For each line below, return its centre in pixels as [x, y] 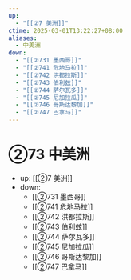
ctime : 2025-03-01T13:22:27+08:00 [66, 30]
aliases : [23, 38]
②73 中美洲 [49, 155]
